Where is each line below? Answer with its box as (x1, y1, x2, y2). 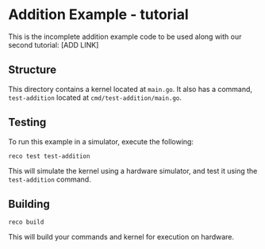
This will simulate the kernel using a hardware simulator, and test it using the (8, 166, 258, 175)
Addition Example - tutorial (8, 6, 189, 24)
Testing (8, 116, 47, 129)
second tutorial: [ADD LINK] (8, 40, 99, 49)
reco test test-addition (8, 152, 90, 160)
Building (8, 197, 50, 211)
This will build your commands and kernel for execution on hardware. (8, 232, 235, 242)
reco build (8, 218, 44, 227)
